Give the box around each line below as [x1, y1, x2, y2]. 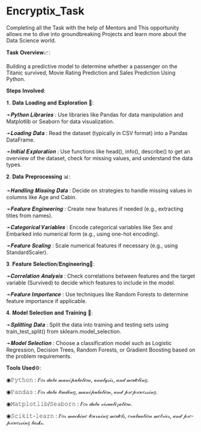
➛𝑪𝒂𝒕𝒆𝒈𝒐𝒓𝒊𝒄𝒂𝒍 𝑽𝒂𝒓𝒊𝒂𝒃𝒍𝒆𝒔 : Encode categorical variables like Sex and [6, 223, 173, 230]
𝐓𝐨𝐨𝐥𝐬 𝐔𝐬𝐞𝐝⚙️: [6, 364, 42, 371]
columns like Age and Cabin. [6, 193, 77, 200]
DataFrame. [6, 136, 35, 143]
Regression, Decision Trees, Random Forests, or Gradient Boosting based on [6, 346, 196, 353]
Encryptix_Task [6, 4, 85, 18]
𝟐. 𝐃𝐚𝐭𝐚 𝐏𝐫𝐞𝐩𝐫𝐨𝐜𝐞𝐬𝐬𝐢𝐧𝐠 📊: [6, 173, 71, 180]
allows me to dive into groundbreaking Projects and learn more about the [6, 30, 187, 37]
